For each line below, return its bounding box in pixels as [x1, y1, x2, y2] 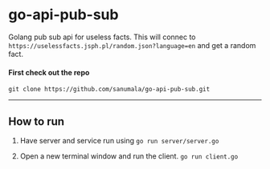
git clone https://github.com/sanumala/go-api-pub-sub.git [8, 86, 211, 94]
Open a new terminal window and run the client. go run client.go [19, 151, 239, 161]
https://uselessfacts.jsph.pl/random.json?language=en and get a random [8, 40, 256, 50]
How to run [8, 115, 65, 128]
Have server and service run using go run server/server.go [19, 135, 219, 145]
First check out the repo [8, 67, 90, 77]
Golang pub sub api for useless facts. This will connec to [8, 32, 196, 42]
